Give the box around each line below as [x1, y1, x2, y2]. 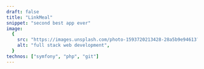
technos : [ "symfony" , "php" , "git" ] [6, 53, 99, 59]
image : [6, 25, 23, 32]
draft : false [6, 8, 39, 15]
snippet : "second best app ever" [6, 20, 91, 26]
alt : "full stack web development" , [17, 43, 110, 49]
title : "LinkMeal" [6, 14, 53, 20]
